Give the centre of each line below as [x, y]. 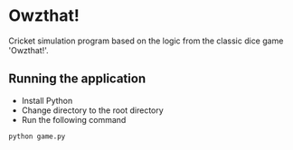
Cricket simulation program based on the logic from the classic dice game [146, 41]
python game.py [37, 136]
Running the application [77, 79]
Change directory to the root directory [92, 110]
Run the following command [74, 119]
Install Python [47, 100]
